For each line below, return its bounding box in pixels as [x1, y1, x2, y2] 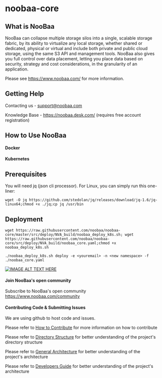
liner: [5, 188, 16, 194]
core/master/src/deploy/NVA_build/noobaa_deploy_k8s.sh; [5, 232, 123, 237]
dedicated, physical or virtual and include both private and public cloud [5, 46, 148, 51]
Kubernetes [5, 156, 30, 162]
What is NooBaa [5, 22, 55, 31]
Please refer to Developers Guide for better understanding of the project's [5, 363, 153, 369]
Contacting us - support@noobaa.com [5, 103, 83, 108]
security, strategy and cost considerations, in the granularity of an [5, 61, 138, 67]
